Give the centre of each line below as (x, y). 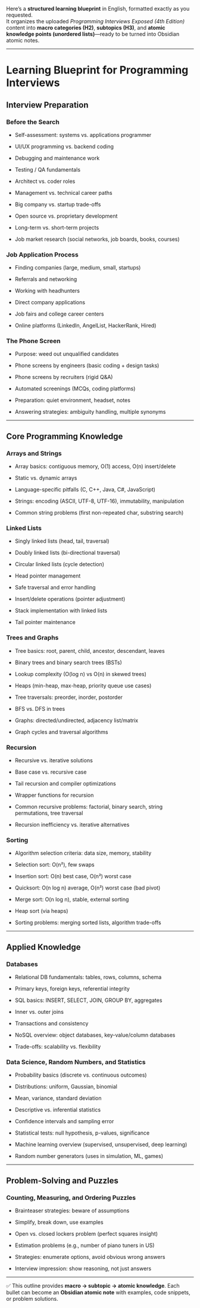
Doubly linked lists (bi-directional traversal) (68, 553)
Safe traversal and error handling (55, 588)
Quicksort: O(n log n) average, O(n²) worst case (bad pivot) (87, 888)
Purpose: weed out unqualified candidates (67, 354)
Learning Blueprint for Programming (97, 70)
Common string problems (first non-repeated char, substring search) (99, 513)
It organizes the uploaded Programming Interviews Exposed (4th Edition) (96, 21)
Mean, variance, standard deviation (58, 1098)
